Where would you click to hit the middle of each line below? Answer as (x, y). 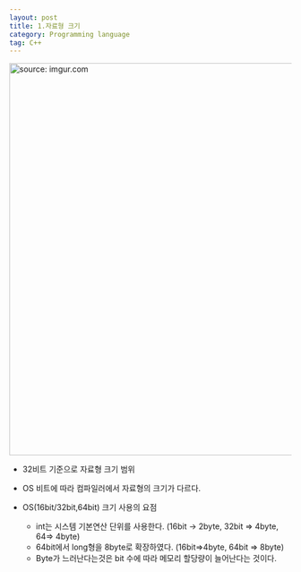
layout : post (34, 17)
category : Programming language (69, 34)
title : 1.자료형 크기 (45, 26)
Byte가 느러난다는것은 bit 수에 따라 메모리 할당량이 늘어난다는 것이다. (156, 559)
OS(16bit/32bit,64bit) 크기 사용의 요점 (90, 507)
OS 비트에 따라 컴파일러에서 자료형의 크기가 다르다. (112, 489)
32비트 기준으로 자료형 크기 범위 (79, 469)
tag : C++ (26, 43)
